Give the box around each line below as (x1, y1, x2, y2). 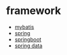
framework (6, 4, 61, 18)
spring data (14, 42, 43, 49)
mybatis (14, 23, 34, 30)
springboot (14, 36, 42, 43)
